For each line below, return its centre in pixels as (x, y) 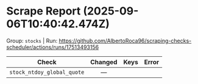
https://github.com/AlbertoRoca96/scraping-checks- (125, 40)
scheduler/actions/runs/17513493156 (53, 47)
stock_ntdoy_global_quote (47, 72)
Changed (104, 62)
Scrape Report (44, 11)
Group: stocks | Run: (32, 40)
